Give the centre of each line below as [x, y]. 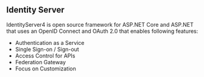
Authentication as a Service [50, 42]
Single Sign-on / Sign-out [47, 49]
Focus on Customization [45, 69]
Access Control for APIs [45, 55]
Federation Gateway [40, 62]
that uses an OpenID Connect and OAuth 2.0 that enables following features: [102, 31]
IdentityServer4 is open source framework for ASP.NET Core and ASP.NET [100, 24]
